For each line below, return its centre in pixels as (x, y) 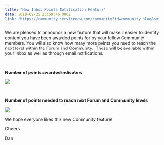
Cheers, (13, 129)
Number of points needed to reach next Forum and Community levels (77, 100)
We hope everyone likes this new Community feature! (59, 119)
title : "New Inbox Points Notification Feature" (55, 10)
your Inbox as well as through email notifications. (54, 53)
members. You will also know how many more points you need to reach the (81, 43)
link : (10, 19)
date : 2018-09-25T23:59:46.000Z (38, 14)
